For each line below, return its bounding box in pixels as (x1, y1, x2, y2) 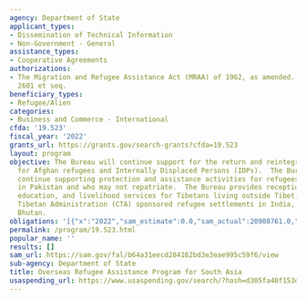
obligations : (9, 216, 59, 226)
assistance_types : (9, 47, 79, 57)
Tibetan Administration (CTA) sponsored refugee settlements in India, (17, 200, 296, 210)
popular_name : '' (9, 233, 76, 242)
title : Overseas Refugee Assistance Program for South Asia (9, 268, 243, 277)
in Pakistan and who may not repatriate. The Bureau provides (17, 183, 262, 192)
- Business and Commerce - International (9, 115, 169, 124)
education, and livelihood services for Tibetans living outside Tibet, (17, 191, 300, 201)
